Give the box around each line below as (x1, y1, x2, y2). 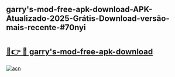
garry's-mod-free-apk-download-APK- (6, 5, 153, 14)
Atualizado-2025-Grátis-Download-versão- (6, 14, 170, 24)
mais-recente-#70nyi (6, 23, 86, 32)
